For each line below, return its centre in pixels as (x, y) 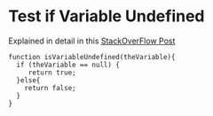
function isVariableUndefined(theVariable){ (92, 57)
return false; (50, 88)
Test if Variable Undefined (106, 16)
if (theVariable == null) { (68, 65)
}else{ (28, 80)
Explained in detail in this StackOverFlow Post (92, 41)
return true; (52, 73)
